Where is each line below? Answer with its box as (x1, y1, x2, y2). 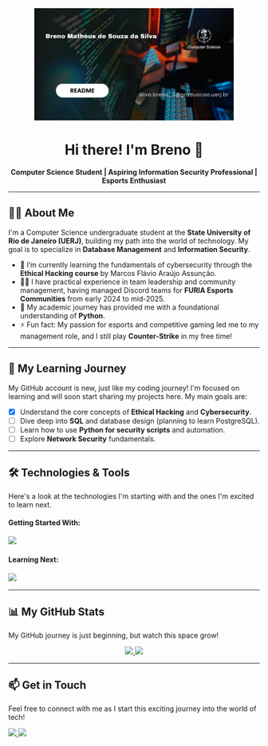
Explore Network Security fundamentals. (19, 434, 156, 444)
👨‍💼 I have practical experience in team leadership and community (19, 277, 236, 286)
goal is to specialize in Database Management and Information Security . (8, 244, 250, 254)
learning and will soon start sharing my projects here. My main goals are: (8, 391, 247, 401)
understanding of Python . (19, 310, 105, 320)
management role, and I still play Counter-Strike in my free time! (19, 331, 233, 341)
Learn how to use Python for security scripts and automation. (19, 424, 226, 434)
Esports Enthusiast (101, 176, 167, 185)
